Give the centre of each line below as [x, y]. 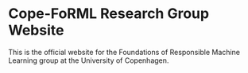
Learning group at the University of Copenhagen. [89, 60]
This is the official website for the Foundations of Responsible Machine [124, 52]
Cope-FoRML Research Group [108, 14]
